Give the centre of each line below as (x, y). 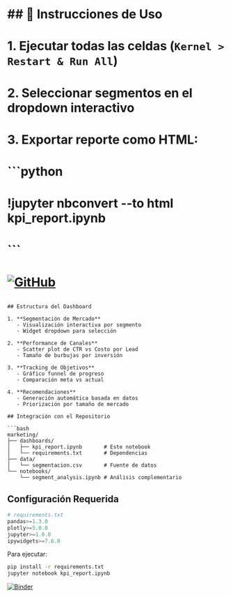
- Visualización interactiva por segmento (79, 325)
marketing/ (23, 435)
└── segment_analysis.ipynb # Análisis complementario (101, 478)
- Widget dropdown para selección (66, 331)
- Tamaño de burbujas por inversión (70, 356)
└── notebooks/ (29, 471)
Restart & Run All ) (63, 61)
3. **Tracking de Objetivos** (51, 368)
